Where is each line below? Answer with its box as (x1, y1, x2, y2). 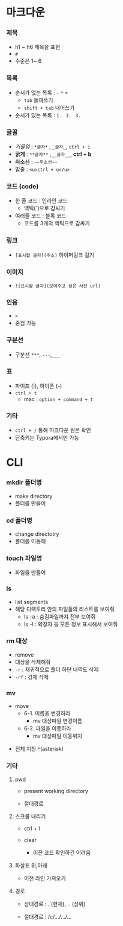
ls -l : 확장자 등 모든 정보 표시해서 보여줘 (23, 620, 118, 628)
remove (14, 651, 34, 658)
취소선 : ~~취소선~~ (14, 158, 58, 166)
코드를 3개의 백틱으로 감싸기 (23, 220, 90, 227)
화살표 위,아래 (14, 862, 48, 869)
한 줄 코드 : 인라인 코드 (14, 197, 68, 204)
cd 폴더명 (6, 516, 32, 524)
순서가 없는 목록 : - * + (14, 89, 68, 96)
